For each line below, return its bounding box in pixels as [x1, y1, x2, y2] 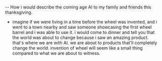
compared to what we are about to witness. [12, 50, 100, 56]
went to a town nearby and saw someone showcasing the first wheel [12, 24, 152, 30]
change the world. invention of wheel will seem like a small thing [12, 45, 143, 51]
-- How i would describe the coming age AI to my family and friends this [5, 4, 152, 10]
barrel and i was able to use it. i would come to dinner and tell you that [12, 30, 155, 35]
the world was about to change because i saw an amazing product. [12, 34, 149, 40]
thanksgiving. [5, 9, 33, 15]
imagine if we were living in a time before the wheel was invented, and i [12, 19, 158, 25]
